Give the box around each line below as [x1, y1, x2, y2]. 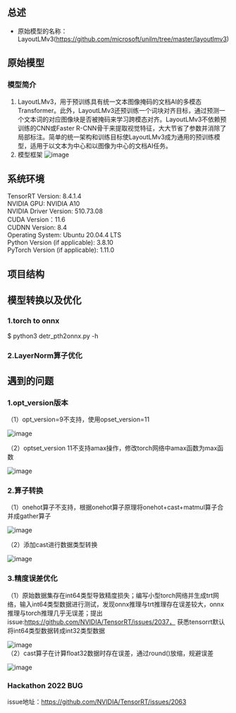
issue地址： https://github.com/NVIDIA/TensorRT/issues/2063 [7, 697, 187, 706]
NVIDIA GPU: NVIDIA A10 [7, 200, 80, 208]
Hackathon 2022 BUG [7, 681, 83, 690]
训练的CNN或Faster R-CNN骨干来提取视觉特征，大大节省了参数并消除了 [17, 124, 227, 132]
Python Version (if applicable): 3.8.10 [7, 239, 114, 247]
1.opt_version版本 [7, 397, 68, 407]
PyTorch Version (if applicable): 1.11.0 [7, 246, 115, 254]
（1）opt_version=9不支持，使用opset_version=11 [7, 415, 150, 424]
